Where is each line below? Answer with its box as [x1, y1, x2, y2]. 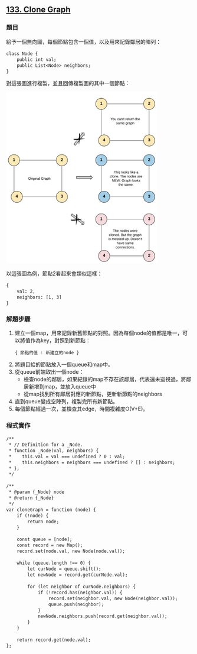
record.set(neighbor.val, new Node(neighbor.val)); [48, 595, 178, 602]
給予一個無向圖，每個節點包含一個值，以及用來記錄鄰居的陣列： [6, 38, 161, 45]
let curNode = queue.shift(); [27, 566, 101, 572]
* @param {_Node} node [8, 489, 65, 496]
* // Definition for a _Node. [8, 442, 83, 448]
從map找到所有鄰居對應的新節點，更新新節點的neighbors [23, 390, 162, 397]
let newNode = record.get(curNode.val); [27, 572, 128, 578]
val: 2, [17, 288, 35, 294]
